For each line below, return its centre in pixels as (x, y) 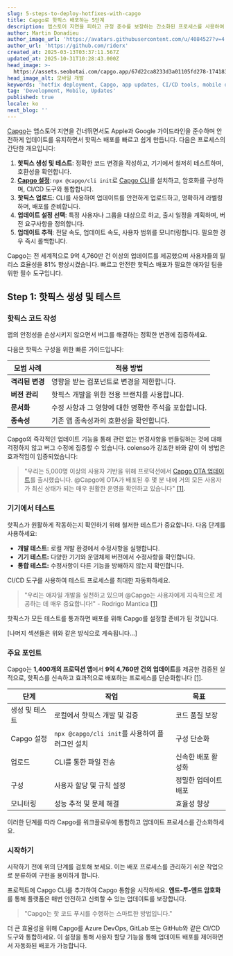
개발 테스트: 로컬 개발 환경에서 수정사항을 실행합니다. (88, 548)
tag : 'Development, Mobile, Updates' (62, 91)
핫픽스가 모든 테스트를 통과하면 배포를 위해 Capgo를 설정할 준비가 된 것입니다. (113, 618)
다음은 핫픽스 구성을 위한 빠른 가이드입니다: (66, 349)
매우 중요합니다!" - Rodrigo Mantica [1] (104, 603)
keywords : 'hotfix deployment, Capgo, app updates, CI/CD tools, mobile (114, 85)
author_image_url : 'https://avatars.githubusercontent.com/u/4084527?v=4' (118, 40)
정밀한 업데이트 (199, 781)
